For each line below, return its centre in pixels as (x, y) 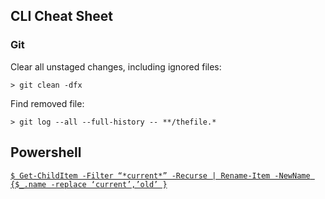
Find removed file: (47, 103)
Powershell (46, 152)
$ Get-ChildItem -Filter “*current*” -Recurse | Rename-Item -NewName (160, 175)
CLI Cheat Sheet (61, 16)
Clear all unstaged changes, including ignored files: (116, 66)
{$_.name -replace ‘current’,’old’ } (89, 184)
